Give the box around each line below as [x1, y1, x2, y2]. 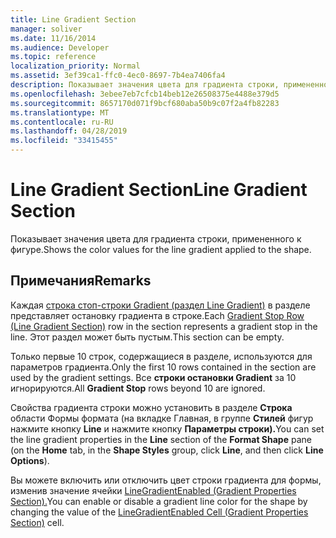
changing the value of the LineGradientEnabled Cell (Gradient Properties [10, 506, 309, 518]
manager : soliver [10, 24, 83, 34]
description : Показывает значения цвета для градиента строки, [10, 80, 280, 90]
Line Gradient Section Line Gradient [10, 179, 308, 201]
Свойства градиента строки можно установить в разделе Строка [10, 401, 293, 413]
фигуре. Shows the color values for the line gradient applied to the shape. [10, 243, 312, 255]
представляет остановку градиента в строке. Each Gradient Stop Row [10, 309, 305, 321]
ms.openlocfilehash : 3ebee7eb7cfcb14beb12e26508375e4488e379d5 [10, 89, 280, 99]
